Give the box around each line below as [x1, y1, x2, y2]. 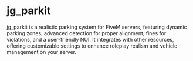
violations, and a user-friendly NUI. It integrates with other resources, [6, 36, 174, 43]
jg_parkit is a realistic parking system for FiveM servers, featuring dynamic [6, 23, 187, 30]
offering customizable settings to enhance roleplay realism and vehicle [6, 42, 178, 49]
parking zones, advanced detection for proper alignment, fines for [6, 29, 167, 36]
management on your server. [6, 48, 77, 55]
